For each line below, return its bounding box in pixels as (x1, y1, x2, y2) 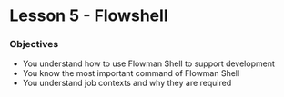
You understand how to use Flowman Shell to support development (22, 58, 275, 69)
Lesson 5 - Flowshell (9, 5, 168, 26)
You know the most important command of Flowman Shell (22, 68, 240, 79)
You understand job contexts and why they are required (22, 78, 232, 89)
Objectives (9, 38, 59, 51)
